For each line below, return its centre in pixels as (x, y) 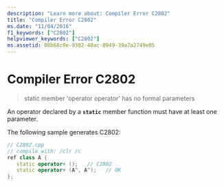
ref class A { (27, 158)
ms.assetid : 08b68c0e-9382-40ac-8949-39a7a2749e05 (81, 45)
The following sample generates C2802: (64, 132)
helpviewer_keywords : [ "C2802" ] (53, 39)
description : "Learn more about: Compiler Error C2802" (89, 13)
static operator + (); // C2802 (64, 164)
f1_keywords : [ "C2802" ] (41, 33)
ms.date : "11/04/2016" (40, 26)
